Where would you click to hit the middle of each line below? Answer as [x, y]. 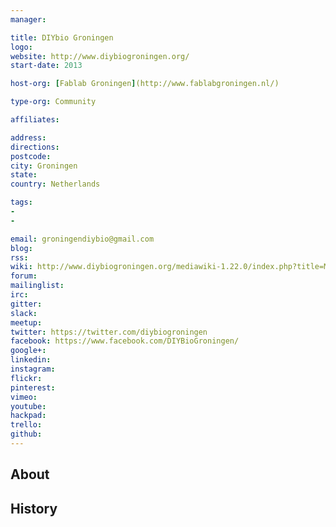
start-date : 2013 [46, 66]
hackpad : [28, 416]
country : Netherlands [55, 184]
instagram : [33, 369]
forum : [24, 276]
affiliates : [35, 120]
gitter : [26, 304]
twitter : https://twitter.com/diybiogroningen [109, 332]
